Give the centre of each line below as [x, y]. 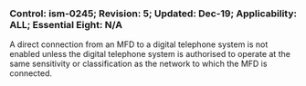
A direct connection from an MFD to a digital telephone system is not [139, 44]
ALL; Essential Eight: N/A [66, 24]
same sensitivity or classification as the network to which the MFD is [138, 64]
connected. [31, 73]
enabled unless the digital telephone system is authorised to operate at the [150, 54]
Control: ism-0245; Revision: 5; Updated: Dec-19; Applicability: [153, 14]
